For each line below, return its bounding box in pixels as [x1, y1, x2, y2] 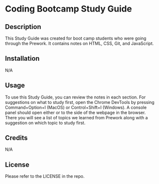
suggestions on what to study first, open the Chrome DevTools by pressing [5, 99, 155, 105]
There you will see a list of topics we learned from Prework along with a [5, 114, 148, 120]
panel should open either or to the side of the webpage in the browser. [5, 110, 146, 115]
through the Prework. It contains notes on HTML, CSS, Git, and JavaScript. [5, 41, 154, 46]
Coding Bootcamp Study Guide [5, 3, 132, 14]
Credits [5, 134, 28, 142]
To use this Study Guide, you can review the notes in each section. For [5, 94, 146, 100]
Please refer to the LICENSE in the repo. [5, 173, 85, 179]
